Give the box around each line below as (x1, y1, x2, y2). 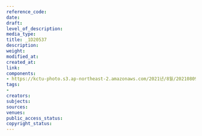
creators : (6, 93, 31, 99)
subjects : (6, 98, 31, 104)
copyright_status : (6, 121, 52, 127)
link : (6, 64, 20, 71)
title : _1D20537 (6, 37, 47, 43)
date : (6, 14, 20, 20)
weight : (6, 48, 26, 54)
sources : (6, 104, 28, 110)
